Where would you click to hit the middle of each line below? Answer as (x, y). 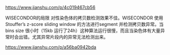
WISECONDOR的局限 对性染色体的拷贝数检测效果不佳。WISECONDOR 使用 (84, 18)
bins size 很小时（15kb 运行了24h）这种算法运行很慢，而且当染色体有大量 (83, 31)
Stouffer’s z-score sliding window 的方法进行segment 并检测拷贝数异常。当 (84, 24)
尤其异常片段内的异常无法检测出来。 (70, 37)
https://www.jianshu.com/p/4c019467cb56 (50, 7)
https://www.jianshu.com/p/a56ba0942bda (51, 47)
